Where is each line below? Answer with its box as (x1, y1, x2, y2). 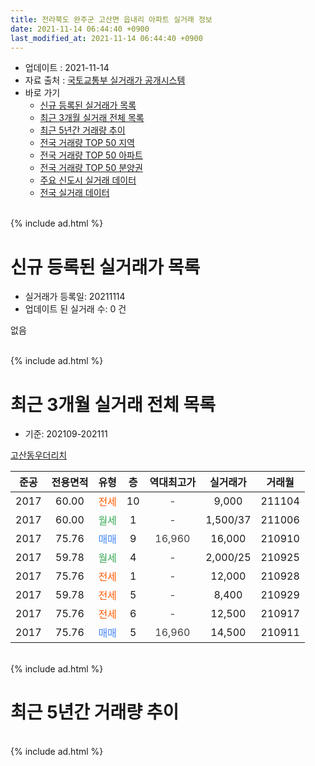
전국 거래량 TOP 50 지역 (39, 137, 135, 149)
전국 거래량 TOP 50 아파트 (39, 149, 143, 161)
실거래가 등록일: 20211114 (24, 291, 126, 303)
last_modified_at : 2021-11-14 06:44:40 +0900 (10, 33, 203, 43)
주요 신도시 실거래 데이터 (39, 174, 137, 186)
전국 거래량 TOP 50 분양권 (39, 162, 143, 174)
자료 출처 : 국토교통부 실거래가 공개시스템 (24, 74, 186, 86)
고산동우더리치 (10, 449, 68, 461)
